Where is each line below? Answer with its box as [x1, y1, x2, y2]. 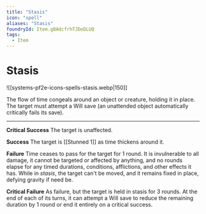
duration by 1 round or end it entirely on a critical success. [6, 201, 153, 208]
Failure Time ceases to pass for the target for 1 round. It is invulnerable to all [6, 150, 199, 157]
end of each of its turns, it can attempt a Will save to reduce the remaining [6, 194, 194, 202]
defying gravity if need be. [6, 175, 74, 183]
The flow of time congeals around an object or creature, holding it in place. [6, 95, 196, 103]
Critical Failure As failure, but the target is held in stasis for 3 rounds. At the [6, 188, 198, 195]
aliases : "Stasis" [6, 20, 53, 26]
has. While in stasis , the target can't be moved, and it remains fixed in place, [6, 169, 199, 177]
